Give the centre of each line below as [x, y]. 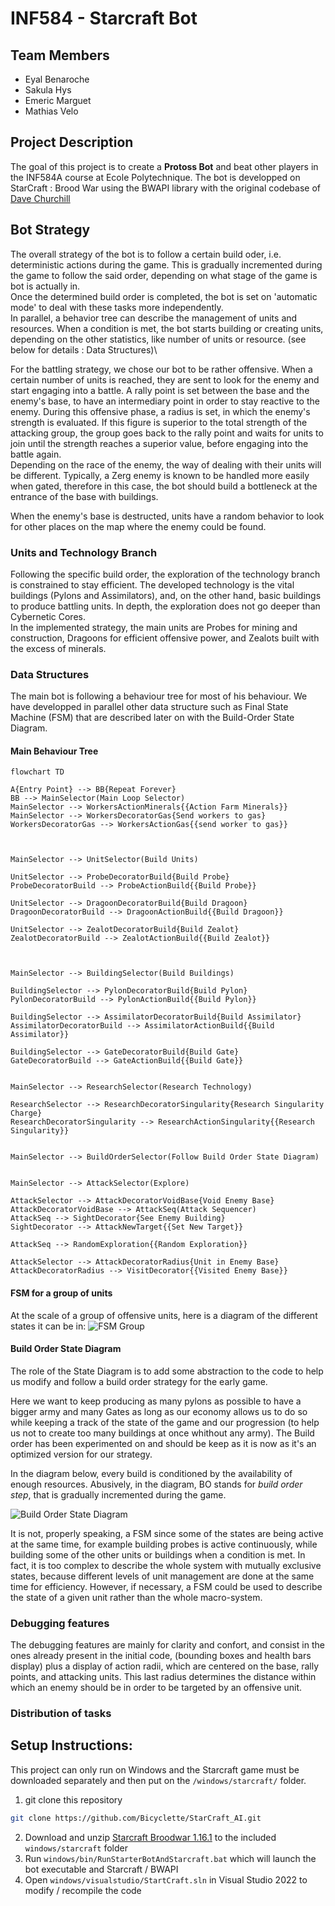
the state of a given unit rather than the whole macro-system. [136, 1597]
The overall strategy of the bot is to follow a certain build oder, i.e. [146, 254]
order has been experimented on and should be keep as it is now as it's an [163, 1443]
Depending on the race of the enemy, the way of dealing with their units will [166, 464]
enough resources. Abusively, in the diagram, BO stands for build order [156, 1484]
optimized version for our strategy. [81, 1454]
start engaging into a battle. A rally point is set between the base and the [160, 390]
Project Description [72, 142]
